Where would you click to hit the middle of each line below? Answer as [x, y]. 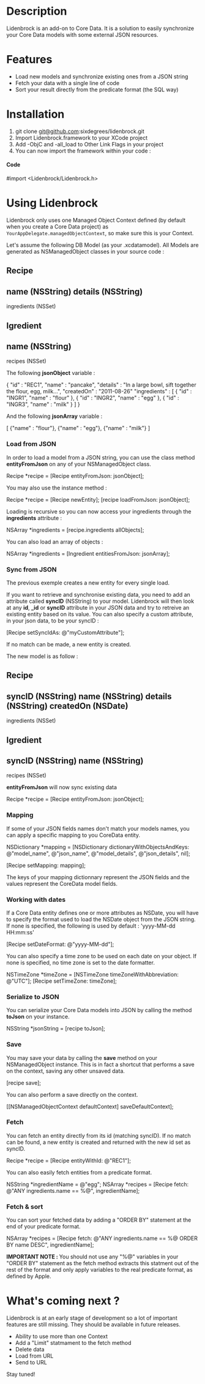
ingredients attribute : [34, 518]
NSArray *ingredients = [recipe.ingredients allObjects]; [75, 530]
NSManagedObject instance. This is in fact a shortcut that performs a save [100, 1064]
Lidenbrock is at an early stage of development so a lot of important [92, 1318]
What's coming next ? [63, 1301]
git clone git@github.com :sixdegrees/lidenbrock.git [80, 131]
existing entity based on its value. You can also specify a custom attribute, [100, 614]
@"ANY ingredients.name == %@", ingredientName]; [73, 1190]
